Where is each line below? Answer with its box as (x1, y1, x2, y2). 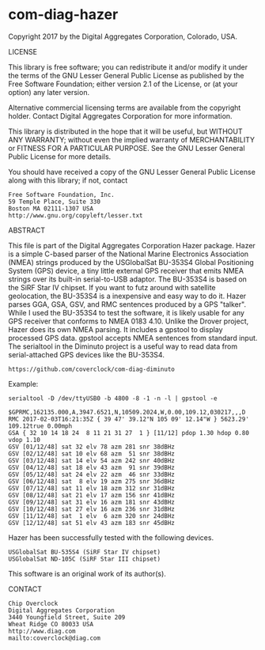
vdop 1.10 (8, 436, 41, 444)
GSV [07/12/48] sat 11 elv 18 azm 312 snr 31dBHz (8, 484, 176, 492)
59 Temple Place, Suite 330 (8, 198, 101, 206)
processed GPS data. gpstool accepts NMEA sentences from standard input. (8, 333, 258, 342)
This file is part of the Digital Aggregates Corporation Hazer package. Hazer (8, 240, 256, 250)
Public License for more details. (8, 152, 112, 161)
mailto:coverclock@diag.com (8, 634, 101, 642)
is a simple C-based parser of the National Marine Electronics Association (8, 249, 249, 259)
